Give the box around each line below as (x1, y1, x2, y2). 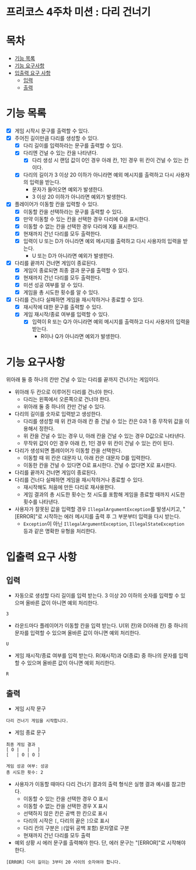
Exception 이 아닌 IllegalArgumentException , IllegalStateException (23, 520, 185, 527)
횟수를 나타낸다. (23, 499, 60, 506)
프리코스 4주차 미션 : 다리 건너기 (6, 5, 151, 19)
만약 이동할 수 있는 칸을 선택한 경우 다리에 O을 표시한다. (23, 215, 150, 223)
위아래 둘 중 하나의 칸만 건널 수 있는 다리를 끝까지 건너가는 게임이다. (6, 376, 160, 383)
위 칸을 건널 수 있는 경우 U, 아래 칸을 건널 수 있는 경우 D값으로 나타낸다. (23, 432, 185, 439)
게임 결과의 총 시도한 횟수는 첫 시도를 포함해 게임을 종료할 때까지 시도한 (23, 491, 185, 498)
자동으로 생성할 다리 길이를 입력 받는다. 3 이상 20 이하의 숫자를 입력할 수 (14, 592, 180, 599)
